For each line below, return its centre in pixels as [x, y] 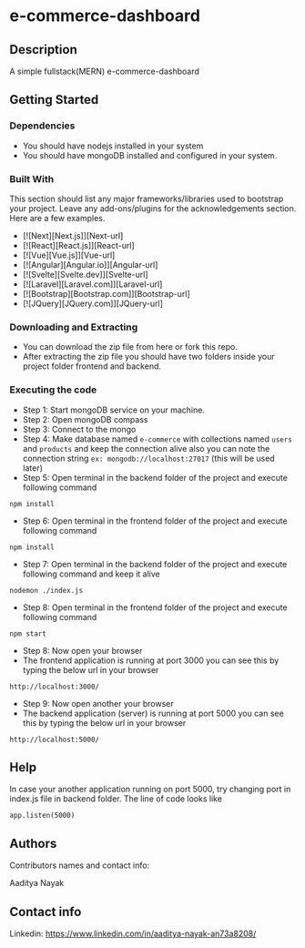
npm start [28, 634]
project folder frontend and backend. [92, 366]
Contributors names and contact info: [80, 865]
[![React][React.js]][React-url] [78, 245]
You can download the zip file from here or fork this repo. [130, 347]
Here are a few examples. [57, 218]
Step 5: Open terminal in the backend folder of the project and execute [155, 477]
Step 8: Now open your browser [82, 650]
